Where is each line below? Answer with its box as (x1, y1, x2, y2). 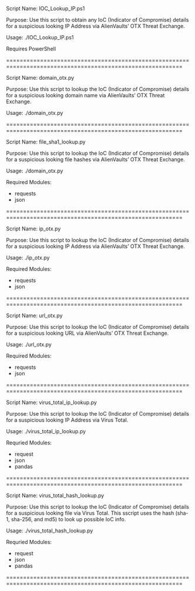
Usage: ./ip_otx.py (6, 254, 50, 261)
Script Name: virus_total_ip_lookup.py (6, 399, 97, 406)
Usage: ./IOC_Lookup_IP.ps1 (6, 34, 74, 40)
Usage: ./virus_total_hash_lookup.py (6, 527, 94, 534)
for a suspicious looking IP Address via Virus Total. (6, 416, 129, 423)
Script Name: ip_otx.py (6, 225, 61, 232)
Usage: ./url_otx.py (6, 341, 52, 348)
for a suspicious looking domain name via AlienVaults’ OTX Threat (6, 92, 165, 98)
